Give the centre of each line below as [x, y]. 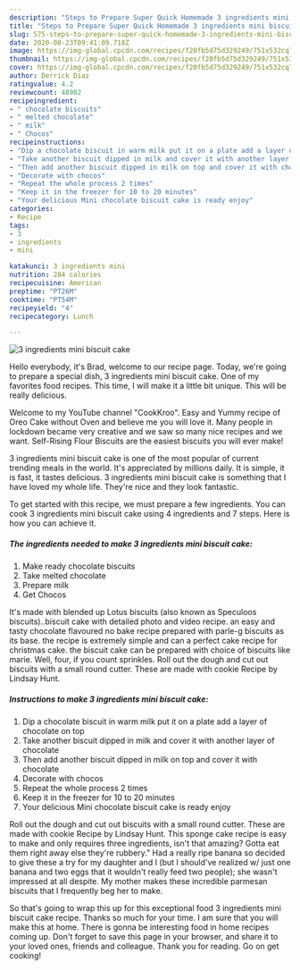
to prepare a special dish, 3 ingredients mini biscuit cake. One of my [134, 376]
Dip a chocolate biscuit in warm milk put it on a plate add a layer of [145, 721]
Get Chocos [44, 595]
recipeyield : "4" [42, 308]
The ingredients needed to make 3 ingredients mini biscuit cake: [131, 544]
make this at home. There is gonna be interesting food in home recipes [139, 927]
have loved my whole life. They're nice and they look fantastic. [124, 487]
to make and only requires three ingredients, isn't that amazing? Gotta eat [144, 843]
